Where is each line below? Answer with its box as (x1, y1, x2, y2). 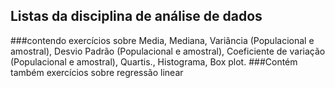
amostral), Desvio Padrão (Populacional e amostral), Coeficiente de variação (10, 45, 326, 57)
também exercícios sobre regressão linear (10, 66, 184, 78)
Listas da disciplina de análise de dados (10, 8, 263, 25)
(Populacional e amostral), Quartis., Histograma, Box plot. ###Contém (10, 55, 298, 68)
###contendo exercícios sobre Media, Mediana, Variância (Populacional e (10, 34, 315, 46)
